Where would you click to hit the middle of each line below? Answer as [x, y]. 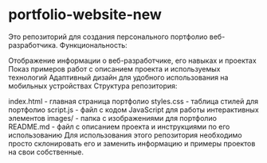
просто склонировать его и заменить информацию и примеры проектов [132, 143]
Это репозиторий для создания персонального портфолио [108, 37]
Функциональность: [93, 45]
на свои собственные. [46, 152]
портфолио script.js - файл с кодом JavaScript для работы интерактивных [133, 110]
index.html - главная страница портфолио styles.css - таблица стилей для [133, 101]
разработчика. [33, 45]
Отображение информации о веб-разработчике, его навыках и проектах [132, 60]
